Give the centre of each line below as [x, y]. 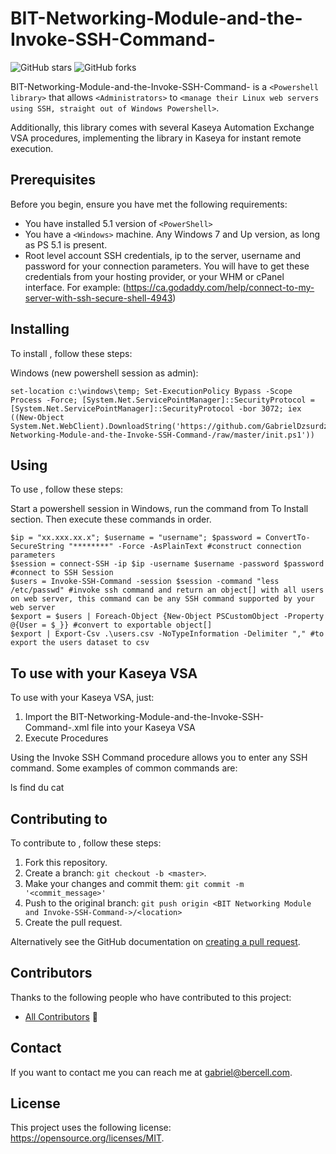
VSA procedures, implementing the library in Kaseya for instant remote [156, 138]
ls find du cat [37, 788]
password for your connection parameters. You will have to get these [167, 266]
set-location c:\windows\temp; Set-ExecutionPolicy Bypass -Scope [151, 391]
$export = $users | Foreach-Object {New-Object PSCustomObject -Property [167, 617]
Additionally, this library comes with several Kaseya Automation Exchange [162, 127]
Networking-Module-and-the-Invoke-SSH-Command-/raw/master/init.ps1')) [162, 435]
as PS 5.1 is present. [66, 244]
